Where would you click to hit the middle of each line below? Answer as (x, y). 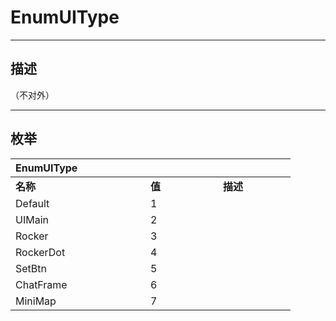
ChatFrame (41, 284)
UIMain (32, 219)
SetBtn (31, 268)
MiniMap (36, 301)
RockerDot (40, 252)
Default (32, 203)
